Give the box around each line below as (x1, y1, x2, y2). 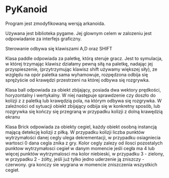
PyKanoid (5, 4, 47, 15)
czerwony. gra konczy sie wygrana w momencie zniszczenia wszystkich (5, 161, 157, 167)
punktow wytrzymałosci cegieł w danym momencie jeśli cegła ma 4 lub (5, 145, 155, 151)
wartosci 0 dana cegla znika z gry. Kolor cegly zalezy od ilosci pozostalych (5, 140, 163, 146)
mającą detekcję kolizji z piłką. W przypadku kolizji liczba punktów (5, 129, 144, 135)
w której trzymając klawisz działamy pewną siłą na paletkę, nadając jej (5, 61, 153, 67)
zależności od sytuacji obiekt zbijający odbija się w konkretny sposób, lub (5, 103, 160, 109)
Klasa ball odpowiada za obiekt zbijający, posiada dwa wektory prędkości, (5, 86, 161, 93)
